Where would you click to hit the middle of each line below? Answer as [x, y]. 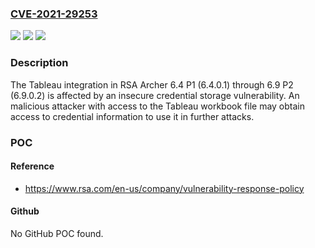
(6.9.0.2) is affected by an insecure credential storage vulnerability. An [155, 95]
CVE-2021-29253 [54, 14]
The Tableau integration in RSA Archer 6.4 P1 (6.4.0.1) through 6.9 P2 [152, 84]
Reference [32, 166]
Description [39, 63]
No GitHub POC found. [57, 233]
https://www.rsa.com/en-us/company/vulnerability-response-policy [164, 188]
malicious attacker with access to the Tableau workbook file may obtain [157, 106]
